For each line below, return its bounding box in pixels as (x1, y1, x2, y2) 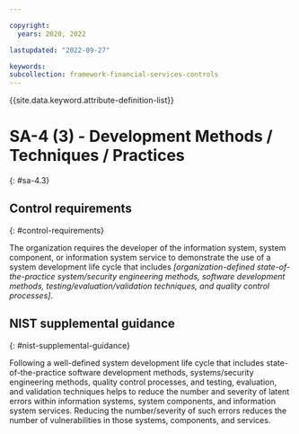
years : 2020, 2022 (17, 29, 87, 39)
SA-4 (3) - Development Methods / (9, 127, 273, 146)
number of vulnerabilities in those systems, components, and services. (9, 414, 271, 425)
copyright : (9, 21, 50, 30)
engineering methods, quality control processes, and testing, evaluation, (9, 376, 277, 387)
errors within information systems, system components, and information (9, 395, 277, 406)
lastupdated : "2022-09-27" (9, 46, 110, 55)
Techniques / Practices (9, 146, 186, 166)
